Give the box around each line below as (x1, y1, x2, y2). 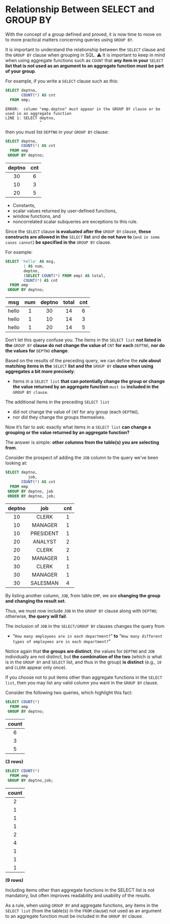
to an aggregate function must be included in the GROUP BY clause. (5, 913, 144, 919)
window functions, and (12, 213, 61, 219)
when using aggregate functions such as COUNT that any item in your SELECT (5, 57, 164, 63)
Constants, (12, 203, 36, 209)
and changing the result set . (5, 598, 66, 604)
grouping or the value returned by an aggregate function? (5, 429, 130, 436)
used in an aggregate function (5, 111, 72, 116)
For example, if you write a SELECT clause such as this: (5, 78, 119, 84)
